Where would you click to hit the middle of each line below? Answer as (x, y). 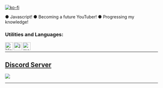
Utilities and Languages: (34, 34)
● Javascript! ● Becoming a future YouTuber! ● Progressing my (70, 17)
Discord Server (28, 65)
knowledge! (17, 22)
